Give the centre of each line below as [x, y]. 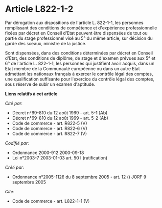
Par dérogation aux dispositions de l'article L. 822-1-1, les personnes [74, 23]
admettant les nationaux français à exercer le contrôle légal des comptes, [79, 74]
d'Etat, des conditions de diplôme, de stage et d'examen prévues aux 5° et [80, 58]
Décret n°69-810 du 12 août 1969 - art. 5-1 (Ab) [60, 113]
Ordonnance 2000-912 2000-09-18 [48, 153]
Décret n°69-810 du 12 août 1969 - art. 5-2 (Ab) [60, 118]
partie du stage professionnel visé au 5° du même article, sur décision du [79, 38]
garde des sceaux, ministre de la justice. [46, 43]
